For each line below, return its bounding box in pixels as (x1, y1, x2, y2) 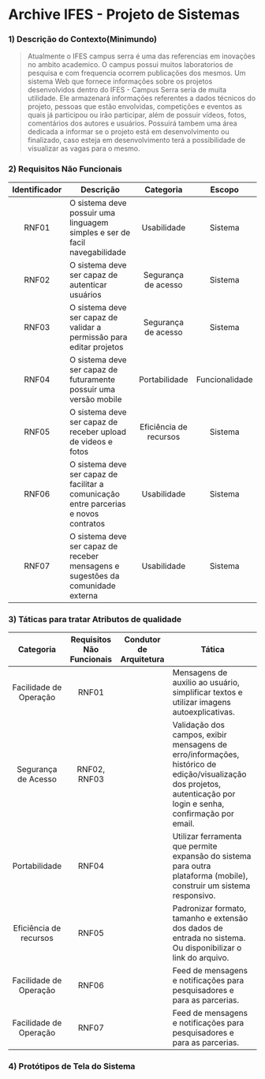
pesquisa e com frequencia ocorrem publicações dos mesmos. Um (27, 69, 246, 78)
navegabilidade (69, 246, 126, 257)
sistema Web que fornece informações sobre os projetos (27, 77, 213, 86)
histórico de (172, 759, 217, 770)
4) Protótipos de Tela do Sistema (8, 1061, 136, 1071)
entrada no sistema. (172, 933, 246, 944)
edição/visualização (172, 769, 247, 780)
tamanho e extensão (172, 913, 248, 924)
